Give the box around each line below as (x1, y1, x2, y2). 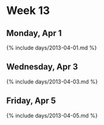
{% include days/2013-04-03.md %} (6, 77, 99, 85)
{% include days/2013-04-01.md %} (6, 44, 97, 51)
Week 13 (6, 4, 50, 18)
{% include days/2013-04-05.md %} (6, 112, 98, 119)
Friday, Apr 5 (6, 96, 56, 106)
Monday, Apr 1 (6, 28, 62, 38)
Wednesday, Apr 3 (6, 62, 78, 72)
